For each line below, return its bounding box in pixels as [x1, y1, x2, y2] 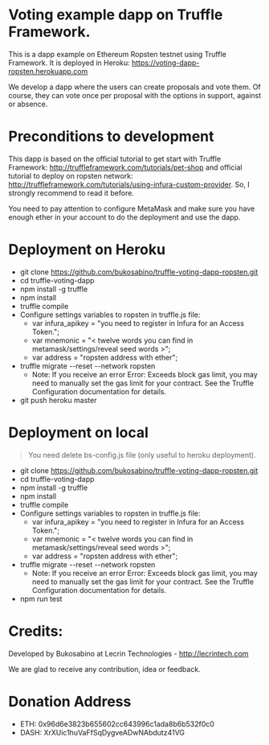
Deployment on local [8, 424, 149, 442]
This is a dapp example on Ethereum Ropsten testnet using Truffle [8, 49, 226, 59]
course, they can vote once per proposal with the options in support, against [8, 90, 262, 100]
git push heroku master [19, 395, 97, 405]
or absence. [8, 99, 48, 109]
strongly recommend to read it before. [8, 187, 135, 198]
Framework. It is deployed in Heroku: [8, 58, 130, 68]
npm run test [19, 594, 63, 603]
